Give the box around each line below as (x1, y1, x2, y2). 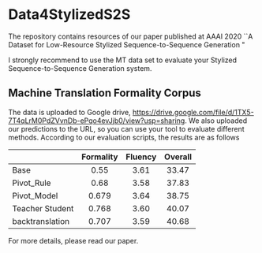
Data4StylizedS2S (8, 6, 131, 24)
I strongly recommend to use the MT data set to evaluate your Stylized (8, 55, 238, 65)
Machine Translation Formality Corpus (8, 87, 201, 100)
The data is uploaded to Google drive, (8, 107, 132, 117)
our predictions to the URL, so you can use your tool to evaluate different (8, 124, 245, 133)
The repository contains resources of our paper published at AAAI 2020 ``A (8, 32, 253, 41)
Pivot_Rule (12, 177, 51, 188)
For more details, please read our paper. (8, 236, 139, 245)
